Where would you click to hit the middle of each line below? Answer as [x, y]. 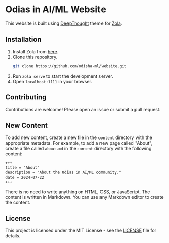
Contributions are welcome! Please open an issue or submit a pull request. [83, 110]
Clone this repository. [35, 57]
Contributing [26, 97]
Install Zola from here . [36, 51]
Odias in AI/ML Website [56, 9]
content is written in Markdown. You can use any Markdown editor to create [84, 197]
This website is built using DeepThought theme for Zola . [64, 23]
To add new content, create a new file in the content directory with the [79, 137]
